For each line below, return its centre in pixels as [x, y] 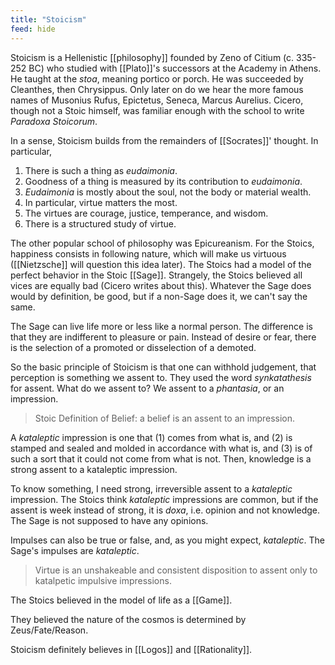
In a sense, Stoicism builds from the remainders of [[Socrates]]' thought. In [164, 140]
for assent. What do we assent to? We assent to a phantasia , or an [147, 388]
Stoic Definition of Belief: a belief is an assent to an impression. [165, 418]
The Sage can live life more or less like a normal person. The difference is [161, 326]
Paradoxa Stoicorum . [54, 121]
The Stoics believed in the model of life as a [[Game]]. [121, 600]
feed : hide [33, 29]
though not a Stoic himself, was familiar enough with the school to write [157, 110]
